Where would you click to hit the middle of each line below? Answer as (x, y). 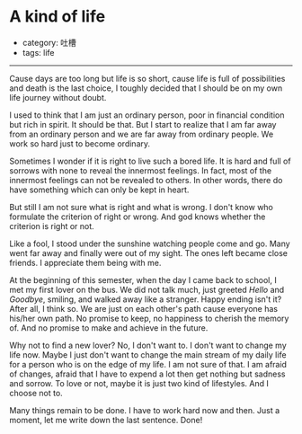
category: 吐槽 (49, 42)
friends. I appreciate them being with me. (85, 262)
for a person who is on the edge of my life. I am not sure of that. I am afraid (148, 364)
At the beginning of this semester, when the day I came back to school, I (143, 279)
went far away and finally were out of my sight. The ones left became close (149, 252)
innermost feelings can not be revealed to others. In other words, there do (146, 180)
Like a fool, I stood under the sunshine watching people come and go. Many (150, 244)
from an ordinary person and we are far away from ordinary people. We (142, 134)
